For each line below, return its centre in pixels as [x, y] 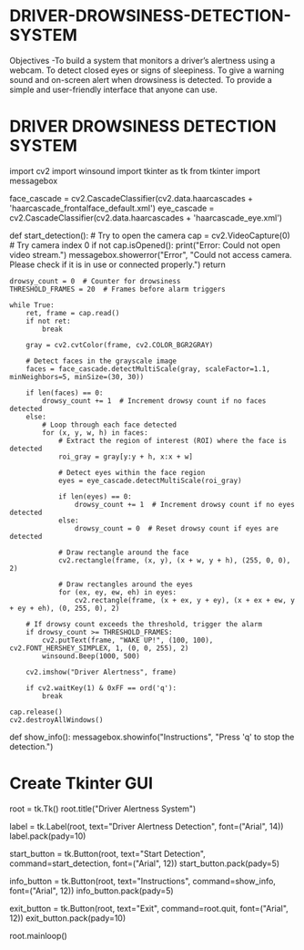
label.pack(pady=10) [48, 836]
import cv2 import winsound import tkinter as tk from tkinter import [135, 170]
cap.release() [36, 712]
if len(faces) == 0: [65, 393]
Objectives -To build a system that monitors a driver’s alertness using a [142, 60]
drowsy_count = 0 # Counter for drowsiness [95, 281]
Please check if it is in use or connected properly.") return [117, 264]
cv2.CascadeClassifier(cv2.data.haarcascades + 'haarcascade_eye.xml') [146, 217]
